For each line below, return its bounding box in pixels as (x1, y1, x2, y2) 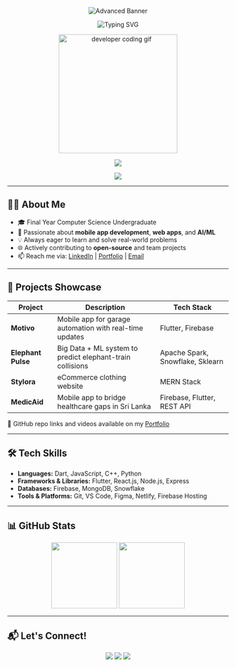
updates (57, 332, 84, 342)
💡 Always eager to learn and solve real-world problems (17, 235, 178, 244)
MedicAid (11, 397, 44, 406)
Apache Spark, (159, 347, 209, 357)
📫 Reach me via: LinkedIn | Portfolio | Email (17, 251, 144, 260)
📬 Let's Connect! (7, 630, 87, 642)
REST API (159, 401, 191, 411)
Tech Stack (173, 302, 212, 312)
